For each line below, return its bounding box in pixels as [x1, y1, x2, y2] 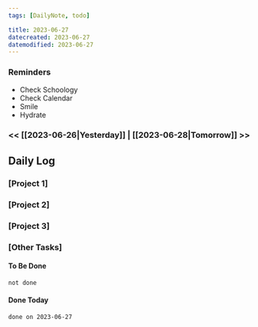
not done [8, 279, 37, 287]
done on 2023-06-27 [8, 313, 73, 321]
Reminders [8, 67, 51, 78]
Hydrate [19, 110, 47, 120]
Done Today [8, 295, 49, 305]
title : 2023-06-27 [8, 25, 69, 34]
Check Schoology [19, 85, 78, 94]
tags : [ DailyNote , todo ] [8, 11, 90, 20]
